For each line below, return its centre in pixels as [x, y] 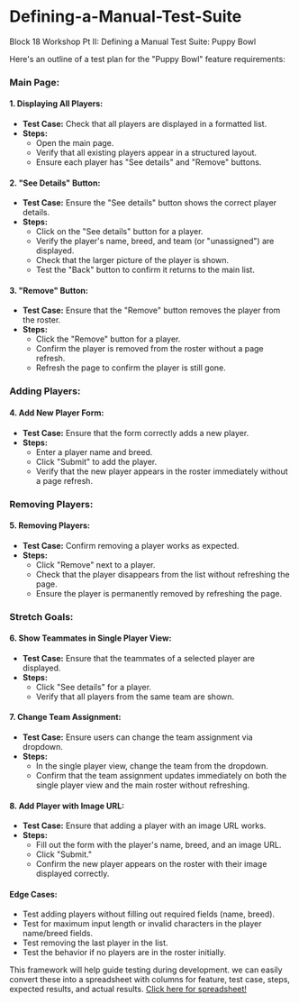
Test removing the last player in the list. [95, 943]
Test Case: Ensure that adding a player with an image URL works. [144, 825]
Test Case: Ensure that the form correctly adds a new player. [136, 433]
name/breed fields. [57, 934]
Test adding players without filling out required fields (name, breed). [149, 914]
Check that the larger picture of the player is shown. [132, 260]
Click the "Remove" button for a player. [108, 339]
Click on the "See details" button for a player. [119, 232]
